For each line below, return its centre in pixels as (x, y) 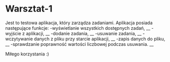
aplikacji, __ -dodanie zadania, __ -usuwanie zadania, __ (84, 33)
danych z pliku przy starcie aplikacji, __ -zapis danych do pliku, (99, 39)
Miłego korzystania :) (27, 54)
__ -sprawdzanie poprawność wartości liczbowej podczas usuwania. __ (79, 44)
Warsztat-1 (29, 9)
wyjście (13, 33)
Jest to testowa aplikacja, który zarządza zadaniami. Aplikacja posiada (79, 23)
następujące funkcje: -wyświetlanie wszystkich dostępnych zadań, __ (78, 28)
